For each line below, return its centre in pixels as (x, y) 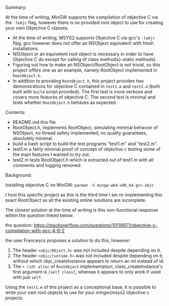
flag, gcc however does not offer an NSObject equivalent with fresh (83, 43)
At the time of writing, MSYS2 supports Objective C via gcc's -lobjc (84, 38)
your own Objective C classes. (37, 28)
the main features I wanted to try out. (51, 155)
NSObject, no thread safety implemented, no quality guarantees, (80, 133)
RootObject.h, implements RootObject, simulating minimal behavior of (85, 127)
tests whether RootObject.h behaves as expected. (65, 103)
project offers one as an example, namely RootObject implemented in (85, 70)
